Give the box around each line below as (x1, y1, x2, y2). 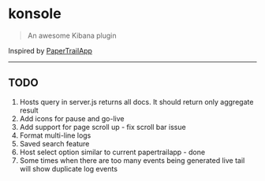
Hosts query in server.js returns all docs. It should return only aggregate (19, 97, 254, 106)
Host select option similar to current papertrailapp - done (19, 147, 206, 157)
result (19, 105, 39, 115)
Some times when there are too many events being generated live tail (19, 155, 245, 165)
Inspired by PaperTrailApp (8, 46, 93, 55)
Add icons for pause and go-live (19, 113, 125, 123)
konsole (8, 5, 62, 23)
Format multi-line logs (19, 131, 91, 140)
